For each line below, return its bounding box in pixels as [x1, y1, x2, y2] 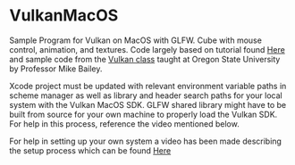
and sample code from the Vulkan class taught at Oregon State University [9, 54, 281, 64]
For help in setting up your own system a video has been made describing [9, 136, 282, 146]
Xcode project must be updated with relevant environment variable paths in [9, 80, 287, 91]
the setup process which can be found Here [9, 144, 172, 156]
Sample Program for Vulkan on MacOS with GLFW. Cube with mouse [9, 35, 262, 45]
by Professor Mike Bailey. [9, 63, 103, 74]
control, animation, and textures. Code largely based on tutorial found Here [9, 44, 286, 54]
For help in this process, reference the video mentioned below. [9, 118, 240, 129]
